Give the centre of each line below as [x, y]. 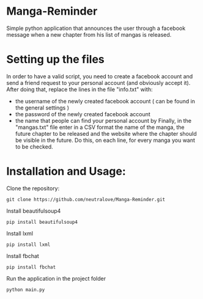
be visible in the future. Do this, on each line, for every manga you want [105, 140]
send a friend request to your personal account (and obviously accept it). [98, 83]
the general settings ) [42, 108]
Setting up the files [56, 60]
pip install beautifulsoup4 [42, 222]
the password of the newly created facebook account [83, 114]
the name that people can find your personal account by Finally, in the [103, 120]
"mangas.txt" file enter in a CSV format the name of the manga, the [100, 127]
